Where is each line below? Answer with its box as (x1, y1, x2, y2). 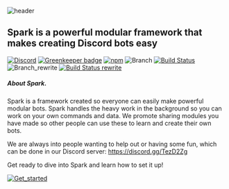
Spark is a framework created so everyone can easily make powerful (7, 97, 204, 105)
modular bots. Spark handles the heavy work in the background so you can (7, 104, 222, 113)
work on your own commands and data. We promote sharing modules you (7, 111, 219, 120)
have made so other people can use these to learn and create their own (7, 119, 212, 127)
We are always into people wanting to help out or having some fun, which (7, 140, 217, 148)
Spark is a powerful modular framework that (7, 26, 203, 38)
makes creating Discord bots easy (7, 38, 158, 49)
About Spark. (7, 79, 47, 88)
